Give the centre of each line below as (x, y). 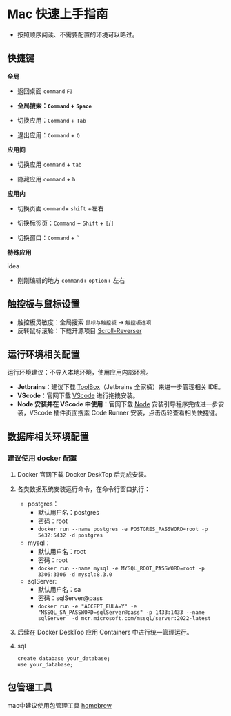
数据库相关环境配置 (48, 436)
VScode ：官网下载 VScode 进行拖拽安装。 (78, 396)
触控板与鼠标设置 (43, 304)
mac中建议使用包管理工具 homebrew (60, 705)
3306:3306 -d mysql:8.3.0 (75, 575)
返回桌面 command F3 (45, 91)
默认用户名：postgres (69, 513)
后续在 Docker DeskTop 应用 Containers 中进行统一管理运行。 (105, 633)
